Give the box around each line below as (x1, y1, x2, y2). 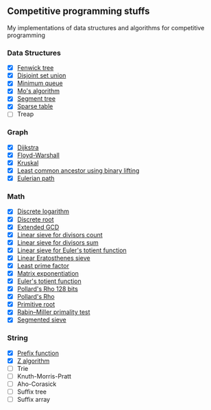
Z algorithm (16, 357, 50, 365)
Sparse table (16, 102, 53, 110)
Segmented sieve (16, 315, 66, 324)
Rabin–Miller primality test (16, 308, 90, 316)
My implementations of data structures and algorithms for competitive (7, 23, 205, 32)
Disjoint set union (16, 71, 66, 80)
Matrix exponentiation (16, 269, 79, 277)
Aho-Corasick (16, 380, 57, 388)
